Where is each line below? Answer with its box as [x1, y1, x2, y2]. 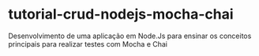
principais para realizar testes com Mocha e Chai [8, 39, 168, 48]
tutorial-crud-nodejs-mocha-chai [8, 5, 234, 23]
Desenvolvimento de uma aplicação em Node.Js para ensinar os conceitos [8, 31, 252, 40]
